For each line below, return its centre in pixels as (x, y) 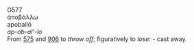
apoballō (20, 24)
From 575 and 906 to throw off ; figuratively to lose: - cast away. (97, 39)
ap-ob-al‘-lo (25, 32)
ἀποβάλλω (23, 17)
